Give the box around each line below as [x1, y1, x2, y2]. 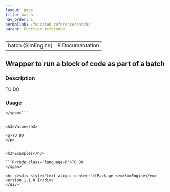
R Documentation [57, 42, 99, 49]
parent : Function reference [5, 27, 66, 32]
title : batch [5, 12, 33, 17]
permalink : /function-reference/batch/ [5, 21, 91, 27]
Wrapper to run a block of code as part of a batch [5, 59, 165, 68]
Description [5, 75, 35, 82]
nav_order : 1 [5, 17, 33, 22]
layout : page [5, 7, 33, 13]
